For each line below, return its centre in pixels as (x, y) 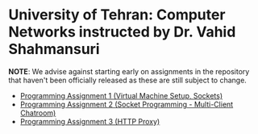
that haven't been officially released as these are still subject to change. (128, 80)
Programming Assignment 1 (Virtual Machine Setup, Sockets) (121, 95)
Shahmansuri (54, 49)
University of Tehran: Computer (117, 15)
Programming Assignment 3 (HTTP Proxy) (90, 121)
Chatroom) (38, 113)
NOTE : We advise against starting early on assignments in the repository (129, 71)
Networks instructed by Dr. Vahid (122, 32)
